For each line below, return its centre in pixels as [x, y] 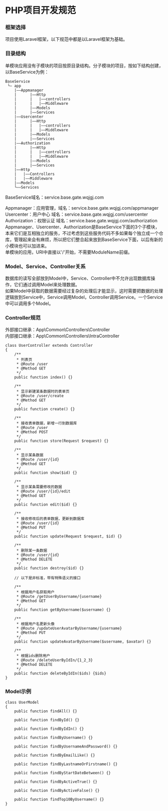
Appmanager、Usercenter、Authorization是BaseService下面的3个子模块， [82, 227]
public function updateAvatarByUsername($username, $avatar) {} [83, 642]
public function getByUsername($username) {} [63, 610]
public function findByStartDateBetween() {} [63, 773]
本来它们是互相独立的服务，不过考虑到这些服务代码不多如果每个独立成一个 [82, 233]
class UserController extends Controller [49, 346]
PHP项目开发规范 [41, 10]
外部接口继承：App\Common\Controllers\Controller [58, 330]
